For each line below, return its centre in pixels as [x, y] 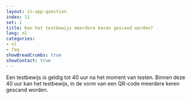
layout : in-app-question [36, 11]
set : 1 [14, 22]
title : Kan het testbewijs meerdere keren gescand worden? [80, 28]
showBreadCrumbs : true [34, 55]
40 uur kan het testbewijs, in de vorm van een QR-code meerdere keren [93, 83]
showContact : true [28, 60]
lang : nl [17, 33]
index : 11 [18, 17]
